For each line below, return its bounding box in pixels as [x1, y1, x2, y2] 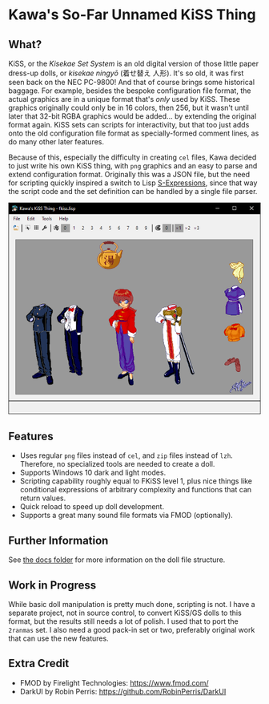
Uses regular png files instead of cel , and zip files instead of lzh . [19, 451, 234, 460]
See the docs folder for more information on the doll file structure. [8, 555, 226, 564]
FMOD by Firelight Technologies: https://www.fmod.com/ [19, 678, 209, 687]
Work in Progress [8, 578, 97, 592]
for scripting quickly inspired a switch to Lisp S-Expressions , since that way [8, 178, 258, 188]
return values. [19, 493, 66, 503]
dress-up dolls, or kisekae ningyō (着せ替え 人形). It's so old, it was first [8, 68, 244, 78]
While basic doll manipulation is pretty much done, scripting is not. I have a [8, 600, 255, 609]
